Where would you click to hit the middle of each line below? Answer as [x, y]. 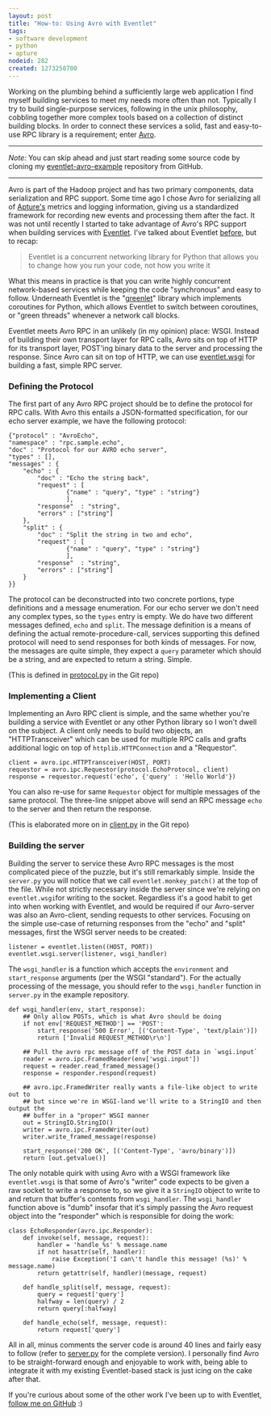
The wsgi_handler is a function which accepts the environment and [119, 969]
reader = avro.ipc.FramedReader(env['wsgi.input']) [111, 1059]
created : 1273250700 [43, 69]
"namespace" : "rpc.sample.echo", [67, 443]
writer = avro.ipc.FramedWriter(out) [86, 1129]
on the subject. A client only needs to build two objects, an [106, 731]
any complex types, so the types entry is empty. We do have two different [131, 617]
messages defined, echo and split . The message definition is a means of [130, 625]
